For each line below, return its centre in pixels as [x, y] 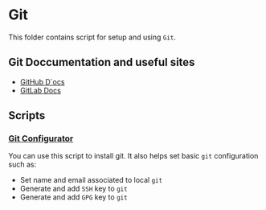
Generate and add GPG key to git [74, 197]
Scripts [27, 115]
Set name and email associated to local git [91, 180]
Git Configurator [41, 138]
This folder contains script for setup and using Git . [92, 37]
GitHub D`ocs [42, 81]
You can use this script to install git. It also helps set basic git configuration [133, 156]
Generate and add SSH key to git [74, 189]
